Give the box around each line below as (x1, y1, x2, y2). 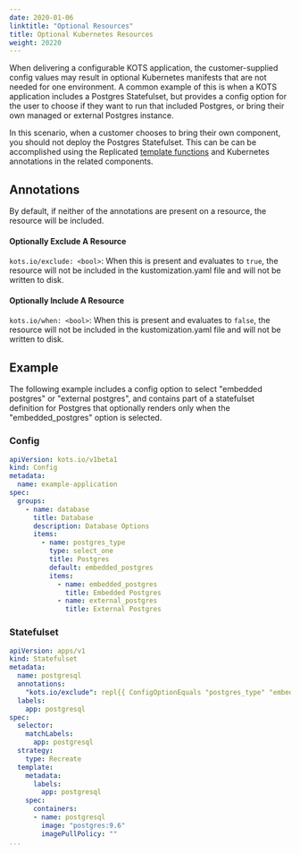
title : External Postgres (65, 605, 162, 614)
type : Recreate (25, 754, 82, 764)
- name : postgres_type (41, 538, 126, 547)
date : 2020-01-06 (9, 13, 74, 22)
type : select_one (48, 547, 114, 556)
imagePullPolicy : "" (41, 829, 118, 838)
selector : (17, 722, 54, 730)
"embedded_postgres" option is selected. (9, 413, 162, 423)
